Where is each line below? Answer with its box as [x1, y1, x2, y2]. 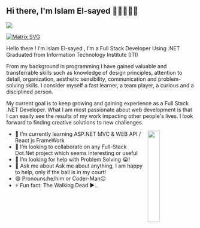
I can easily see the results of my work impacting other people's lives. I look [6, 112, 193, 120]
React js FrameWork [14, 136, 65, 144]
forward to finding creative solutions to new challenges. [6, 118, 144, 126]
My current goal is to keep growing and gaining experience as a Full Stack [6, 99, 189, 107]
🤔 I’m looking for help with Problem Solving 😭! [14, 156, 131, 163]
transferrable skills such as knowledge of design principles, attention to [6, 69, 183, 76]
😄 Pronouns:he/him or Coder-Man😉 [14, 175, 107, 182]
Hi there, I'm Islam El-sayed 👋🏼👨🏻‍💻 [6, 6, 139, 16]
